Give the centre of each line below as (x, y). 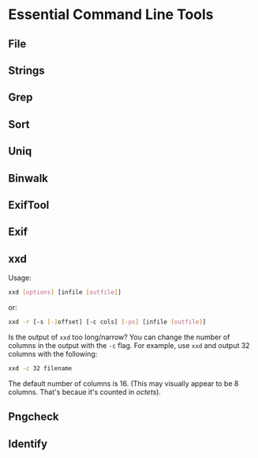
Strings (26, 70)
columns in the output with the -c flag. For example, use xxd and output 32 (129, 345)
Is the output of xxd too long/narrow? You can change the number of (119, 337)
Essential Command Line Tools (111, 15)
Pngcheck (34, 417)
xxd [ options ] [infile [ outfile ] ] (65, 293)
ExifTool (29, 204)
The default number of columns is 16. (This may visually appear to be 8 (123, 383)
